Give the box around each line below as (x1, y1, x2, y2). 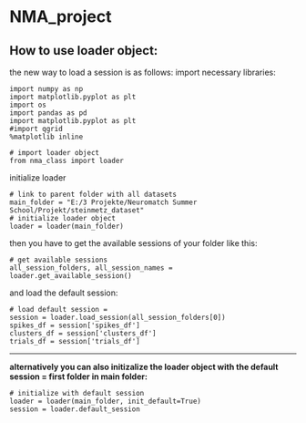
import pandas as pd (9, 108, 88, 118)
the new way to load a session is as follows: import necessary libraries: (9, 67, 276, 77)
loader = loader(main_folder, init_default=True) (9, 397, 202, 406)
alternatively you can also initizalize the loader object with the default (9, 362, 279, 372)
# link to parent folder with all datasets (9, 190, 178, 199)
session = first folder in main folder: (9, 371, 148, 382)
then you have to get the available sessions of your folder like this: (9, 238, 258, 248)
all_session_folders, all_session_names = (9, 263, 173, 273)
